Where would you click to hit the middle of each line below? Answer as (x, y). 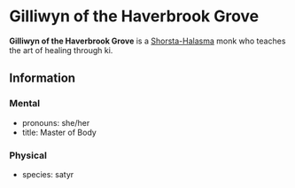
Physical (28, 155)
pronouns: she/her (56, 122)
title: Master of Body (59, 132)
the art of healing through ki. (61, 50)
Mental (25, 104)
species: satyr (48, 174)
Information (43, 78)
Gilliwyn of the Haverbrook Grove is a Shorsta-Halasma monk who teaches (147, 41)
